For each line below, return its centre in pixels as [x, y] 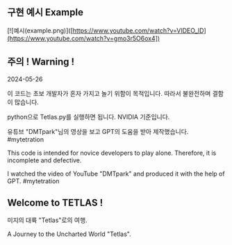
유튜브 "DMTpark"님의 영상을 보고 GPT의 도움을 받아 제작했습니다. [98, 131]
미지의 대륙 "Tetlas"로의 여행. [48, 220]
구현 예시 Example [45, 12]
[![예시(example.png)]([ [40, 31]
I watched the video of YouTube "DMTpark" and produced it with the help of [116, 174]
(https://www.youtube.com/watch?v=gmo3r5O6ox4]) [84, 38]
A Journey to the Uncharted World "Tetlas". [69, 234]
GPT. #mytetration [33, 181]
